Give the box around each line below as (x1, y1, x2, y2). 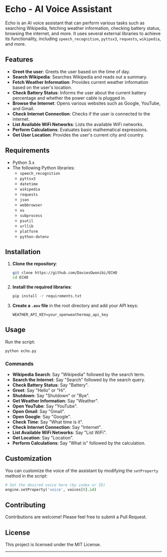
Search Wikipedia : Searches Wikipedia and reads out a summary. (12, 73, 148, 80)
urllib (19, 223, 34, 229)
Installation (5, 247, 41, 256)
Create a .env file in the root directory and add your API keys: (12, 303, 138, 308)
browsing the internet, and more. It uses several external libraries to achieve (5, 30, 161, 36)
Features (5, 56, 33, 64)
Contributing (5, 500, 46, 509)
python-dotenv (19, 234, 49, 239)
